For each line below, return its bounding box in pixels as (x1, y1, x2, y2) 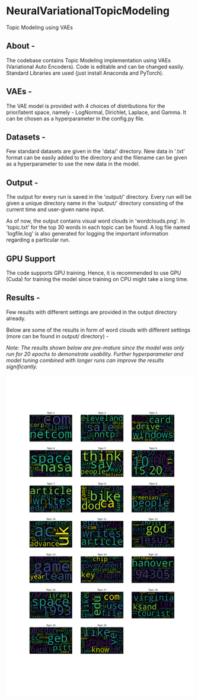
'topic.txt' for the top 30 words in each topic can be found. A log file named (6, 224, 190, 231)
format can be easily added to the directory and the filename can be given (6, 154, 188, 161)
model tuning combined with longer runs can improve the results (6, 357, 164, 364)
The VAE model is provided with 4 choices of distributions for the (6, 102, 165, 109)
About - (6, 41, 36, 51)
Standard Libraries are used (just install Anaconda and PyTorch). (6, 69, 164, 77)
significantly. (6, 363, 37, 370)
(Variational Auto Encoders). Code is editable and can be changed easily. (6, 63, 185, 70)
